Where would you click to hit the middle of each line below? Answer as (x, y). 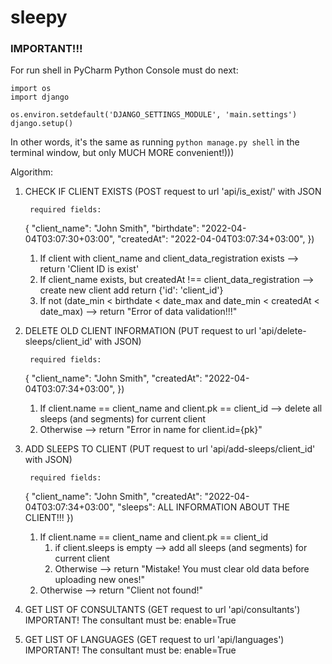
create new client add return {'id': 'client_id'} (131, 290)
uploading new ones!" (100, 580)
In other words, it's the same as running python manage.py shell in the (155, 142)
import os (31, 89)
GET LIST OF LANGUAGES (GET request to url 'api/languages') (154, 640)
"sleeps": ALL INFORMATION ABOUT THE (203, 507)
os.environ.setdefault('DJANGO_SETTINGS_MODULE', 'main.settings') (154, 115)
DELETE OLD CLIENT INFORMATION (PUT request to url (140, 331)
